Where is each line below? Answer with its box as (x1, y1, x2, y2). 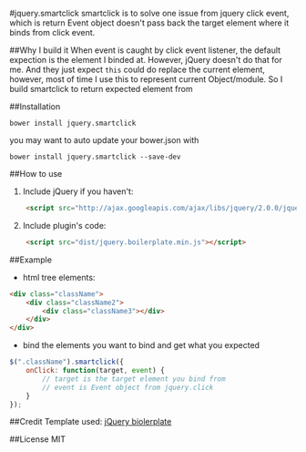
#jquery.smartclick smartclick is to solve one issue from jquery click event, (9, 8, 290, 18)
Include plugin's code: (22, 220, 107, 231)
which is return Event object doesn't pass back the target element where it (9, 17, 290, 28)
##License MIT (9, 434, 66, 445)
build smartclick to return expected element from (9, 84, 193, 94)
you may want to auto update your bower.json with (9, 135, 199, 145)
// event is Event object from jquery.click (42, 383, 214, 392)
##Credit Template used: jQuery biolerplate (9, 416, 172, 427)
